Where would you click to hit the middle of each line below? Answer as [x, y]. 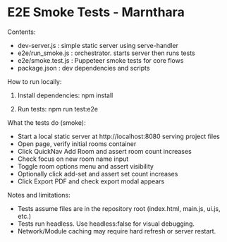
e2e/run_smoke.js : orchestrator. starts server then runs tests [106, 53]
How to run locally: [35, 81]
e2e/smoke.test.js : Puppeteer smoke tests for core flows [100, 60]
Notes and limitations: [39, 195]
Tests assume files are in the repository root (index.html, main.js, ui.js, [119, 208]
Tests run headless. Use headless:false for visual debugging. [106, 224]
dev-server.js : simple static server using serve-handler [98, 45]
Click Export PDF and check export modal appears [91, 181]
